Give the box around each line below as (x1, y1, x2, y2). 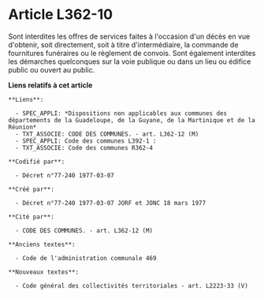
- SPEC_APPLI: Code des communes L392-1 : (15, 136, 157, 145)
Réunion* (8, 123, 37, 131)
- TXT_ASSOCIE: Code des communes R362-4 (15, 143, 154, 151)
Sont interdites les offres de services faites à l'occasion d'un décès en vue (8, 32, 251, 41)
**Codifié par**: (8, 158, 65, 166)
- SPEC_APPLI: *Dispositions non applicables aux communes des (15, 109, 227, 117)
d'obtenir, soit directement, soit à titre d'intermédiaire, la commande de (8, 39, 239, 49)
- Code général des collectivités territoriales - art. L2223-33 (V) (15, 281, 248, 289)
